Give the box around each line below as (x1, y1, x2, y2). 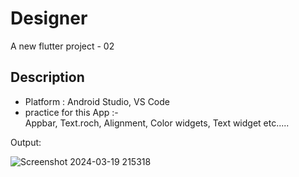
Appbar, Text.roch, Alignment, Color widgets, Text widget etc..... (24, 117, 290, 129)
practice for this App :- (24, 106, 119, 118)
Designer (10, 7, 88, 30)
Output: (10, 136, 42, 148)
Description (10, 69, 85, 86)
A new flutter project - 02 (10, 40, 115, 52)
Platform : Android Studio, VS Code (24, 95, 170, 107)
